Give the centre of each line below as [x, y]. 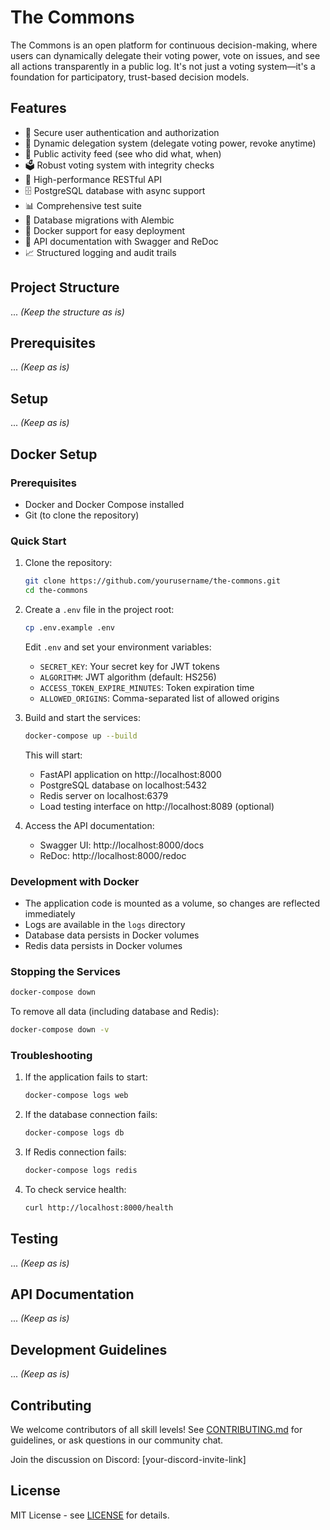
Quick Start [38, 541]
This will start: [53, 755]
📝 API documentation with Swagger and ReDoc [121, 241]
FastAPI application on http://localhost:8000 [130, 774]
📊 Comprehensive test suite [83, 205]
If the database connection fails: [91, 1115]
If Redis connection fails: [75, 1152]
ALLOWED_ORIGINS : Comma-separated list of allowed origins [159, 698]
